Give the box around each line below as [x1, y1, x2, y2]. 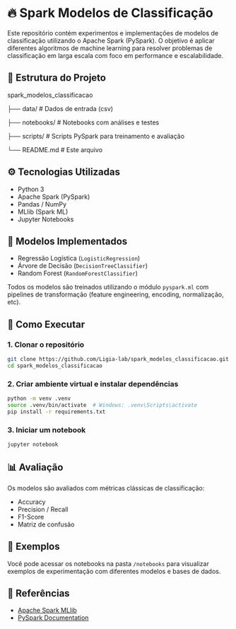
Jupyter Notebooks [17, 214, 74, 224]
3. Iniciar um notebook [7, 425, 86, 434]
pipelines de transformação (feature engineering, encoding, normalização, [7, 290, 224, 299]
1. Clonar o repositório [7, 340, 85, 350]
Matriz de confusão [17, 520, 75, 529]
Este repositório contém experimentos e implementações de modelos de [7, 28, 219, 37]
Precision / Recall [17, 504, 69, 514]
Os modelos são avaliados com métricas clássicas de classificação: [7, 483, 205, 492]
